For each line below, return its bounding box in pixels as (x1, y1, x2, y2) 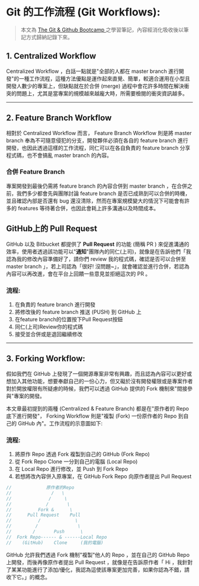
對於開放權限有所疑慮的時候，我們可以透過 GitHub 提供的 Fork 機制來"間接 (6, 385, 188, 392)
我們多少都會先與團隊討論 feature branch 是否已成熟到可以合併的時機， (16, 190, 191, 197)
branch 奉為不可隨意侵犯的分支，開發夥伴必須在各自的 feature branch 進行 (6, 137, 188, 144)
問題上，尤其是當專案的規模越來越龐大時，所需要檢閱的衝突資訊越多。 (16, 89, 188, 97)
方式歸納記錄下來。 (25, 33, 73, 40)
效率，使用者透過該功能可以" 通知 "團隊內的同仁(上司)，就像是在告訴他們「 (6, 248, 187, 255)
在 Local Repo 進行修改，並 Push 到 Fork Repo (14, 466, 129, 473)
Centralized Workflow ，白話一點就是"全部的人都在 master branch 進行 (6, 68, 179, 75)
